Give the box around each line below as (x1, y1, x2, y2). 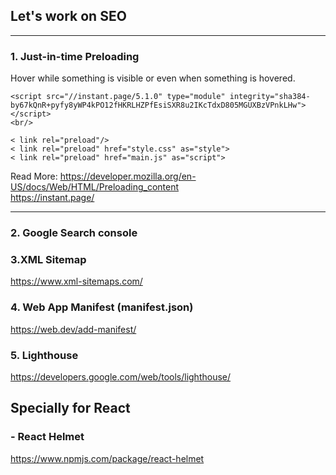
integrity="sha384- (229, 92, 311, 102)
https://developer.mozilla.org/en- (59, 170, 197, 183)
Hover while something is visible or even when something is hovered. (10, 72, 296, 84)
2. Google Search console (10, 226, 138, 240)
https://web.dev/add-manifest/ (10, 323, 137, 335)
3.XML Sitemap (10, 252, 87, 266)
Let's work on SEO (10, 8, 127, 25)
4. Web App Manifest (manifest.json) (10, 300, 194, 314)
